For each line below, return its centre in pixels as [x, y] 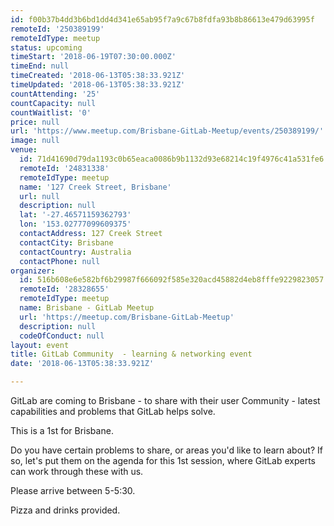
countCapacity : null [53, 103]
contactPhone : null [60, 261]
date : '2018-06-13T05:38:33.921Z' [82, 364]
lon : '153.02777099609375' [75, 224]
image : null [35, 141]
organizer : [33, 271]
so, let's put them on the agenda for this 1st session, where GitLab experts [163, 460]
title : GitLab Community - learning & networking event [131, 354]
